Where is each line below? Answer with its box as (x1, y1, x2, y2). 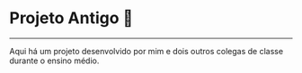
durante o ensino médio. (9, 55, 100, 66)
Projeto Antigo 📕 (9, 8, 134, 28)
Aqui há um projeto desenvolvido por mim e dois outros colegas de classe (9, 45, 284, 56)
